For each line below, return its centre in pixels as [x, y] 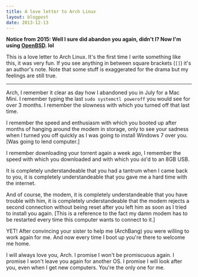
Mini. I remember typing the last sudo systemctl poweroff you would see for [98, 99]
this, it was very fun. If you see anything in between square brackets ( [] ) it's [99, 63]
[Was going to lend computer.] [43, 141]
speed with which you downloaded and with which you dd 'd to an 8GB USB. [98, 159]
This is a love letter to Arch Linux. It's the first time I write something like [94, 57]
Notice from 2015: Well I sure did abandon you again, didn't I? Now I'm [94, 39]
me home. [18, 244]
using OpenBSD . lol [30, 45]
